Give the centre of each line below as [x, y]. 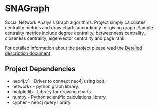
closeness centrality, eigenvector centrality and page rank [65, 38]
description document [28, 53]
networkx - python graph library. [46, 86]
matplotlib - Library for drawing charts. [52, 91]
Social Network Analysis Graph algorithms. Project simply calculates [75, 22]
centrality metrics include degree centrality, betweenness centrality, [75, 33]
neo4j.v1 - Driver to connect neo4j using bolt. [59, 81]
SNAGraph [27, 9]
